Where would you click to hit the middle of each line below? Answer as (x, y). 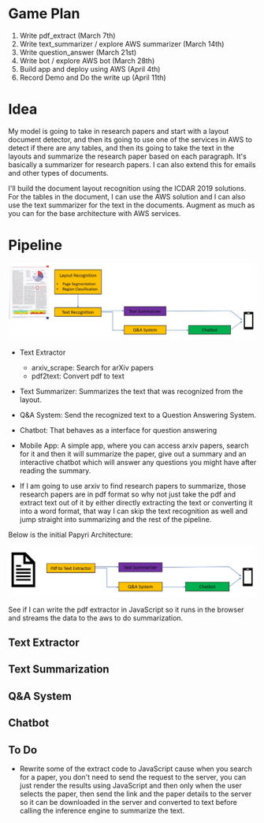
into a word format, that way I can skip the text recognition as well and (134, 511)
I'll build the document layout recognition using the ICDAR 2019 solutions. (127, 188)
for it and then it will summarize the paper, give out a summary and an (133, 453)
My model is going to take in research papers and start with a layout (119, 131)
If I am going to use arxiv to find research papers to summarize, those (133, 486)
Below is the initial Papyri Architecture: (71, 534)
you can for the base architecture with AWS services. (95, 213)
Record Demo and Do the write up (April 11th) (93, 77)
